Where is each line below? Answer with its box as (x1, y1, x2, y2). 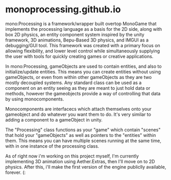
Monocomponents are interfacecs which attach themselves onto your (5, 106, 152, 112)
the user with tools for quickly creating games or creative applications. (5, 53, 154, 59)
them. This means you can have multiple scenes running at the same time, (5, 137, 162, 144)
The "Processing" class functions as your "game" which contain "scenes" (5, 127, 161, 133)
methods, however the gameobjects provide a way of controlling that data (5, 90, 161, 96)
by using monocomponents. (5, 96, 64, 102)
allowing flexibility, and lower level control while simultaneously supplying (5, 48, 160, 54)
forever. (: (5, 169, 26, 175)
